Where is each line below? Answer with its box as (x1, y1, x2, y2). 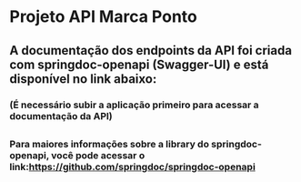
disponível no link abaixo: (9, 71, 157, 86)
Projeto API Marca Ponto (9, 6, 197, 27)
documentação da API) (9, 109, 114, 122)
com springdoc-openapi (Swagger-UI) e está (9, 56, 269, 72)
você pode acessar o (51, 148, 145, 161)
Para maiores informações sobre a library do (9, 137, 209, 150)
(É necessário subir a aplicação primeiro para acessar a (9, 98, 259, 111)
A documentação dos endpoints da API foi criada (9, 43, 293, 58)
